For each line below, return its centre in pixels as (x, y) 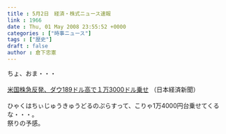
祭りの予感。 (25, 123)
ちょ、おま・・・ (32, 73)
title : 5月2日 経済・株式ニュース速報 (59, 14)
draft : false (28, 46)
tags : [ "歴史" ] (30, 40)
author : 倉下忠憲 (32, 53)
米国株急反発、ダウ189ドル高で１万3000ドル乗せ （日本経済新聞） (104, 89)
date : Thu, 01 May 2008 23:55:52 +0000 (67, 27)
